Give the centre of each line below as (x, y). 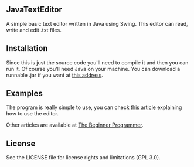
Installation (27, 48)
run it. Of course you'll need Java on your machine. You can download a (93, 69)
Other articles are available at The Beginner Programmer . (75, 125)
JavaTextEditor (34, 10)
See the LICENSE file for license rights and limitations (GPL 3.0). (83, 158)
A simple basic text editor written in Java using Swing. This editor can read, (97, 23)
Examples (24, 93)
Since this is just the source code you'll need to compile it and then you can (97, 62)
